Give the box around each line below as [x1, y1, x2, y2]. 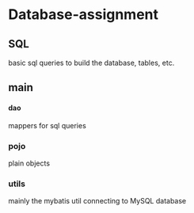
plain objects [8, 158, 50, 168]
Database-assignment [8, 6, 159, 24]
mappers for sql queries [8, 120, 87, 130]
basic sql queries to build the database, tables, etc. [8, 58, 175, 67]
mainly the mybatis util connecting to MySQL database [8, 196, 187, 206]
